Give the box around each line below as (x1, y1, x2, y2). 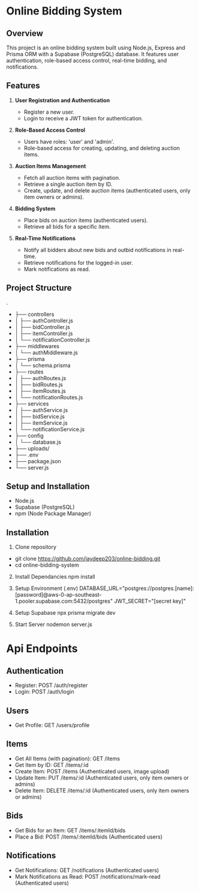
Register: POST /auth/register (14, 681, 88, 689)
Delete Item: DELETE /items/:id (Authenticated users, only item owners (14, 787, 189, 794)
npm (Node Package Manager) (14, 510, 92, 517)
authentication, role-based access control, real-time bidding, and (6, 57, 167, 64)
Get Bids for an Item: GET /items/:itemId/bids (14, 826, 126, 834)
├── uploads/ (14, 444, 50, 452)
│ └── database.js (14, 438, 62, 446)
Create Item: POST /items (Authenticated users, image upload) (14, 767, 170, 775)
